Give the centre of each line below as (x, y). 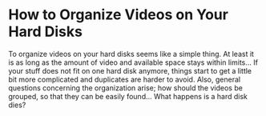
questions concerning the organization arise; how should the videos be (125, 88)
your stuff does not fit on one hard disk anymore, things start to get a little (130, 70)
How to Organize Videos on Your (118, 15)
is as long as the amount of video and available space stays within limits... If (133, 62)
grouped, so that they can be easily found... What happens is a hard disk (128, 96)
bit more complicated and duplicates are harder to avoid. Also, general (125, 79)
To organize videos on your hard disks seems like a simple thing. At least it (131, 54)
